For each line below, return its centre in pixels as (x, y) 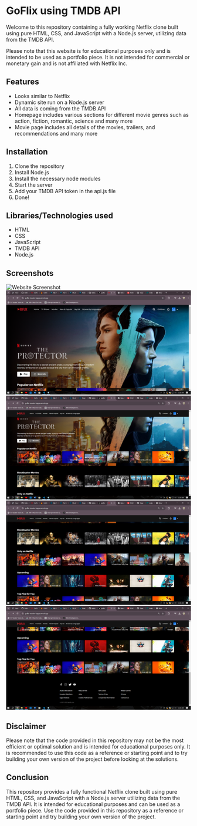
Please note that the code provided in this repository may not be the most (95, 740)
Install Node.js (32, 172)
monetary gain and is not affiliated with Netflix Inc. (67, 63)
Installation (27, 152)
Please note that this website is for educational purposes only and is (89, 50)
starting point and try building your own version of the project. (81, 817)
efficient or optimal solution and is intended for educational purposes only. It (98, 746)
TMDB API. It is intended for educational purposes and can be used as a (93, 804)
